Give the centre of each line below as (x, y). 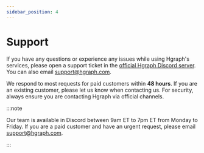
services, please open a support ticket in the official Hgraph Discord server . (101, 65)
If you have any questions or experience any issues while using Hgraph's (98, 59)
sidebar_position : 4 (33, 12)
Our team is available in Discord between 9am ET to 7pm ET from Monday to (102, 120)
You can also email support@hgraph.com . (59, 72)
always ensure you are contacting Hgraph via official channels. (85, 96)
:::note (14, 108)
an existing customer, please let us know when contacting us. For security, (100, 90)
